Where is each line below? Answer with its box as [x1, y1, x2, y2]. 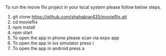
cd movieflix [12, 19, 38, 25]
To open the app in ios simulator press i [12, 40, 94, 46]
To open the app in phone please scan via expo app [12, 35, 119, 41]
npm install [12, 24, 35, 30]
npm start [12, 30, 32, 35]
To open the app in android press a [12, 46, 85, 51]
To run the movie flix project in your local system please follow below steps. [5, 4, 161, 10]
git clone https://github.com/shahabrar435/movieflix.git [12, 14, 127, 19]
